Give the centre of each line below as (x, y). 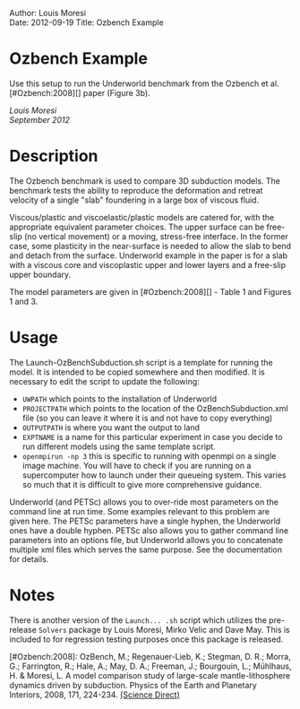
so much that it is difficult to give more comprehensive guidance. (142, 484)
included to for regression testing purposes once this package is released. (146, 639)
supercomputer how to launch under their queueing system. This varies (154, 475)
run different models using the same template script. (119, 446)
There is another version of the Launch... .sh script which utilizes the (138, 620)
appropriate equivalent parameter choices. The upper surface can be (137, 227)
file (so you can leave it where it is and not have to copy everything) (147, 418)
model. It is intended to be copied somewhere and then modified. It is (137, 372)
